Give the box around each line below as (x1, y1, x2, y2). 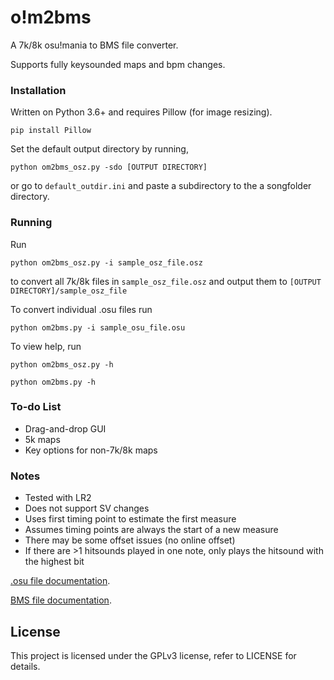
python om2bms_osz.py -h (10, 359, 114, 370)
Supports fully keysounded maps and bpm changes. (10, 58, 226, 70)
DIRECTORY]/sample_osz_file (10, 286, 128, 296)
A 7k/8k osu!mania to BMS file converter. (10, 39, 179, 51)
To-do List (10, 400, 62, 414)
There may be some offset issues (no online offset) (24, 534, 236, 546)
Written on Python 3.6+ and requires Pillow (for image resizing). (10, 106, 273, 118)
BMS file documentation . (10, 594, 112, 606)
